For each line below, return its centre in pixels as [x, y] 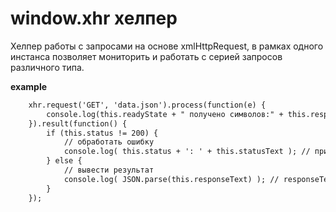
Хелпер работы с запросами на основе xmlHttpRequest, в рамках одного [167, 46]
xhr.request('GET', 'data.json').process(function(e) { [147, 105]
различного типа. [47, 67]
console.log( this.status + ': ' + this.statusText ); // [187, 152]
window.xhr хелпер [94, 18]
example [29, 86]
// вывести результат [109, 170]
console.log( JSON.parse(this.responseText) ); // [171, 179]
